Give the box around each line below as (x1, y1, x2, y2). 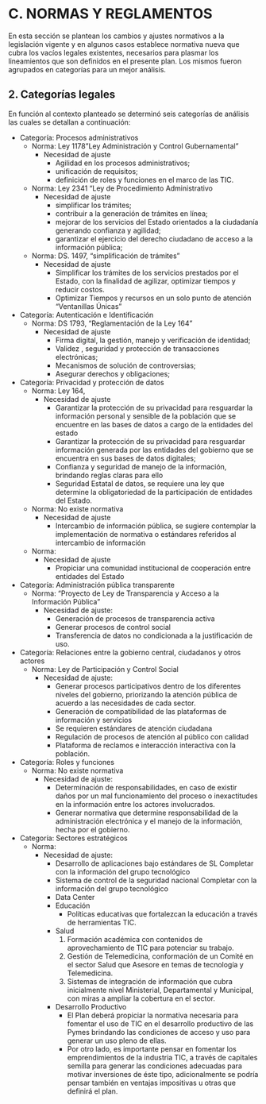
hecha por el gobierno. (55, 824, 130, 834)
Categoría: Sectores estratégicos (19, 833, 129, 843)
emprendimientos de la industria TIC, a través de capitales (67, 1052, 258, 1062)
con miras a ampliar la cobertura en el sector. (67, 994, 216, 1003)
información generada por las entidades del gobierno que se (55, 445, 254, 454)
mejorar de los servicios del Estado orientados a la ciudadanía (55, 217, 259, 226)
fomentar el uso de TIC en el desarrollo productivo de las (67, 1018, 254, 1029)
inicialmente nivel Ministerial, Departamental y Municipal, (67, 985, 254, 994)
